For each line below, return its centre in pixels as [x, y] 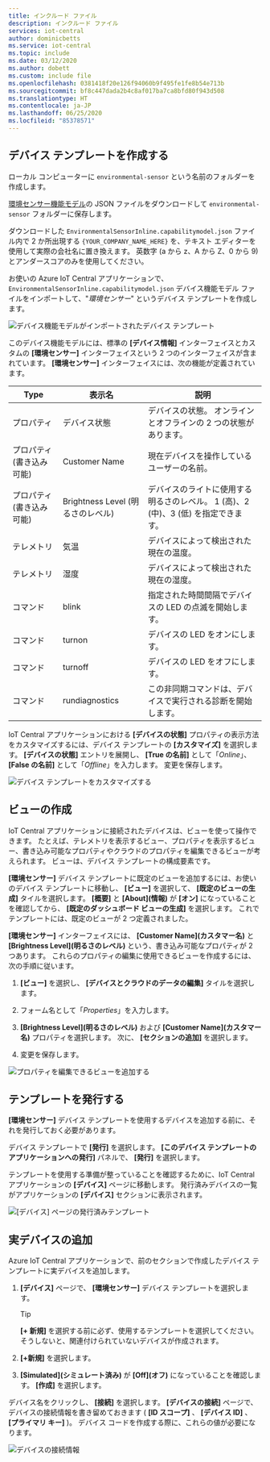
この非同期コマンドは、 [192, 689]
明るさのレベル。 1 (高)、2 [198, 501]
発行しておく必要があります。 [71, 1131]
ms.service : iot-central [50, 46]
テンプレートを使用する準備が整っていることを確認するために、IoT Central [132, 1175]
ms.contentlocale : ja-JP [50, 106]
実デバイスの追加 [51, 1240]
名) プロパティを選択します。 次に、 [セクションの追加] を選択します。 [136, 1037]
